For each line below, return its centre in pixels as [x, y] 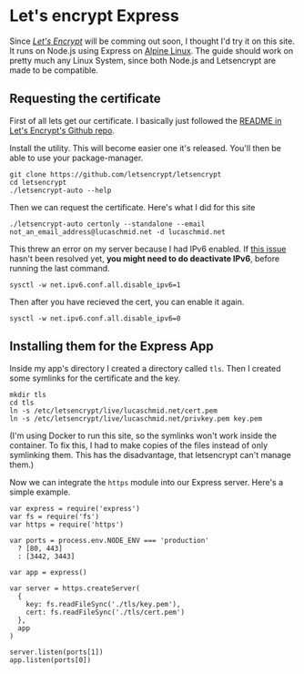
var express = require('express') [75, 508]
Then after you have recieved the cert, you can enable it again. [127, 301]
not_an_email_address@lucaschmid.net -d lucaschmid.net [117, 232]
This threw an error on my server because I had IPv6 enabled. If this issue [148, 249]
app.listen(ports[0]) [51, 660]
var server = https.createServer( [75, 588]
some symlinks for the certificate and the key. [95, 378]
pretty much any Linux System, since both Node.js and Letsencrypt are [142, 60]
